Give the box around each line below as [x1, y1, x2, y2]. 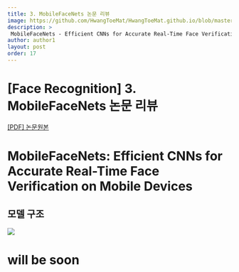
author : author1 [7, 37, 55, 44]
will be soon [7, 252, 80, 268]
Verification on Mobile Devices [7, 178, 193, 194]
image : [7, 17, 27, 24]
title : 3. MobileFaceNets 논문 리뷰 [7, 10, 110, 18]
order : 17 [7, 50, 37, 58]
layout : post [7, 43, 46, 50]
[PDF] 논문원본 [7, 122, 49, 131]
